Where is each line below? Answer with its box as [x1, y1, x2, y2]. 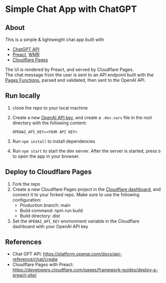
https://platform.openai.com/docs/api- [43, 251, 122, 257]
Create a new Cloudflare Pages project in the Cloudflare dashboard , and [12, 186, 161, 192]
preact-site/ [12, 272, 37, 278]
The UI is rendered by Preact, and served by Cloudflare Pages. [5, 66, 134, 72]
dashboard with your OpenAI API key [12, 223, 89, 229]
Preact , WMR [12, 51, 40, 57]
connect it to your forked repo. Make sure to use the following [12, 191, 140, 198]
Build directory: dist [19, 213, 60, 219]
